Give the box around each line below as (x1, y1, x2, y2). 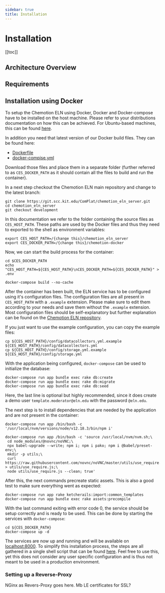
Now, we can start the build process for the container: (5, 249, 114, 255)
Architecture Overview (5, 63, 77, 72)
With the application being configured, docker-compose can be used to (5, 360, 146, 366)
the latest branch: (5, 189, 41, 195)
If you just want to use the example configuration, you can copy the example (5, 324, 160, 330)
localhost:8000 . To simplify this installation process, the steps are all (5, 543, 144, 549)
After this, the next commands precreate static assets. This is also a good (5, 478, 154, 484)
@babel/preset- (121, 443, 153, 448)
